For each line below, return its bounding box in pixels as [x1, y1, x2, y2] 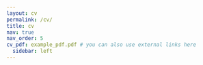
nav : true [6, 28, 35, 36]
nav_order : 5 [6, 35, 44, 42]
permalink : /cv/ [6, 16, 53, 23]
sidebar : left [12, 48, 53, 55]
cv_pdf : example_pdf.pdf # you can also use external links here [6, 41, 196, 48]
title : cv [6, 22, 35, 29]
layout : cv [6, 9, 38, 17]
